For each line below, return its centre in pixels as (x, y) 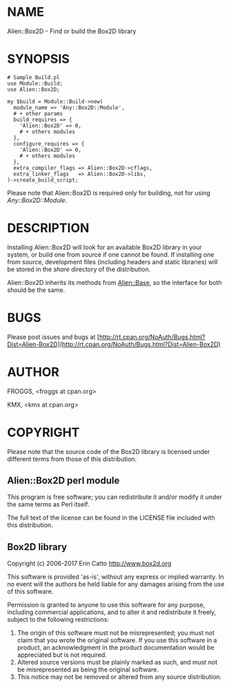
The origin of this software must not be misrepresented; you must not (116, 633)
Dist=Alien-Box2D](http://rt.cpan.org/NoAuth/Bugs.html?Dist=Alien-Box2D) (114, 344)
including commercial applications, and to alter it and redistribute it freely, (112, 612)
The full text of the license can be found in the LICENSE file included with (111, 518)
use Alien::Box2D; (33, 89)
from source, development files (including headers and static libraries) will (113, 262)
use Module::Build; (35, 83)
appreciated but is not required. (62, 655)
